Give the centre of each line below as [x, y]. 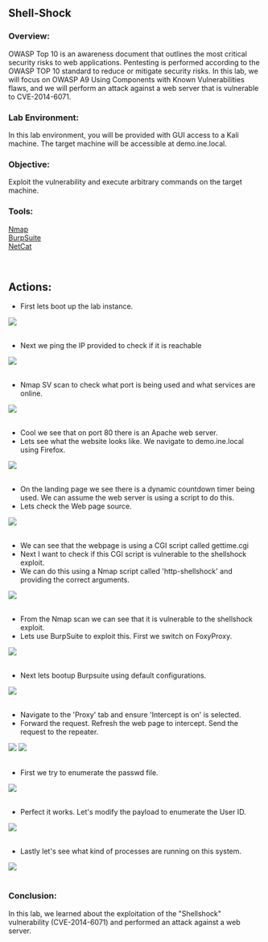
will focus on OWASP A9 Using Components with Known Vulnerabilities [127, 79]
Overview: [29, 36]
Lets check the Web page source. [76, 506]
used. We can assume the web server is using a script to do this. [127, 498]
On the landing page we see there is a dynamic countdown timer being [137, 489]
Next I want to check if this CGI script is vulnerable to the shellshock [133, 554]
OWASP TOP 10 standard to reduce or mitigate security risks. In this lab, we [134, 71]
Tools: [21, 211]
